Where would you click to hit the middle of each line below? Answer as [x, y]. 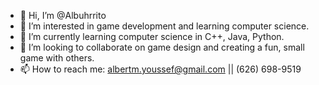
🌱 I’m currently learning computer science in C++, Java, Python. [152, 36]
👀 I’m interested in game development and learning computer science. [164, 26]
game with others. [57, 58]
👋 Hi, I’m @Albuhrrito [63, 15]
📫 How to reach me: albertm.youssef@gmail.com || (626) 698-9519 [160, 69]
